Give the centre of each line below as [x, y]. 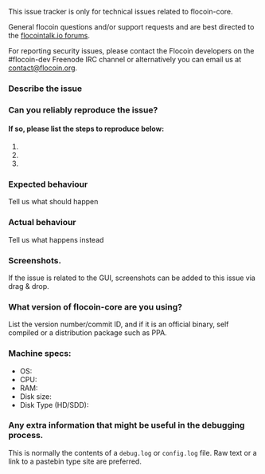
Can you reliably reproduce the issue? [83, 109]
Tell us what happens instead [56, 239]
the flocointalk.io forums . [49, 36]
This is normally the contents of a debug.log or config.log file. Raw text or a [132, 452]
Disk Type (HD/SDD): [54, 405]
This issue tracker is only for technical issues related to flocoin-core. [121, 12]
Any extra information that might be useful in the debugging [127, 425]
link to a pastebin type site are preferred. [75, 461]
